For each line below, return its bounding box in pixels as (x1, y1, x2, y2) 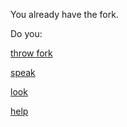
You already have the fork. (10, 9, 119, 20)
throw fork (10, 47, 53, 59)
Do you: (10, 28, 43, 39)
